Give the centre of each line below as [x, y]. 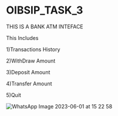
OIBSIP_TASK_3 [45, 10]
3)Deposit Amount [28, 72]
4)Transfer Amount [29, 84]
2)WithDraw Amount [31, 61]
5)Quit [14, 95]
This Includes [22, 38]
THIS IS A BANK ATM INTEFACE [45, 26]
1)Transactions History [33, 49]
